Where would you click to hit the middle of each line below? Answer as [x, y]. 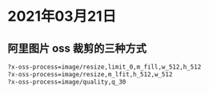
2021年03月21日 [62, 16]
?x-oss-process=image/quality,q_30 [67, 82]
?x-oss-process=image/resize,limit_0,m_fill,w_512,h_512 [104, 67]
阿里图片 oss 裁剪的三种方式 [77, 48]
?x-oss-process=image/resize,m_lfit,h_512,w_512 [90, 74]
